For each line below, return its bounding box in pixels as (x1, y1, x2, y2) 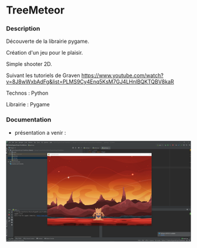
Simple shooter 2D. (6, 61, 53, 68)
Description (6, 25, 40, 33)
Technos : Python (6, 89, 49, 97)
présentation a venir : (14, 129, 66, 136)
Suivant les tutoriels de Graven (6, 72, 80, 79)
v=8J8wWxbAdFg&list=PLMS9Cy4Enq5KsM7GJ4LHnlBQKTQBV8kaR (6, 78, 174, 85)
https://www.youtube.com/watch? (81, 72, 164, 79)
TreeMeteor (6, 4, 65, 17)
